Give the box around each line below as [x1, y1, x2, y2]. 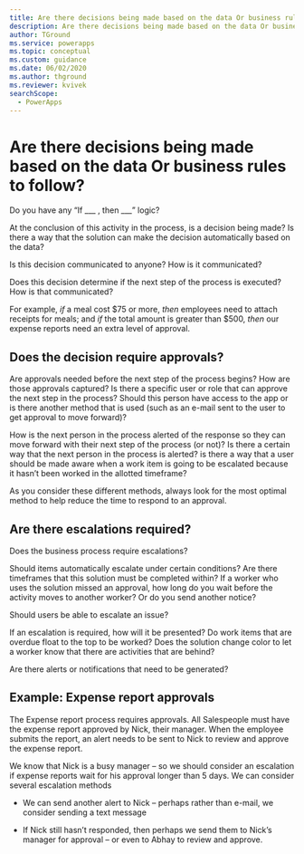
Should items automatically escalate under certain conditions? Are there [9, 562, 278, 573]
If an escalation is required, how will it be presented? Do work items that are [9, 627, 292, 638]
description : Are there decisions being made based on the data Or [9, 22, 270, 31]
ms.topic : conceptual [9, 47, 91, 56]
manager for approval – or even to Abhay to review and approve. [22, 834, 263, 845]
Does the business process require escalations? [9, 545, 188, 556]
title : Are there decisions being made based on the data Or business [9, 13, 281, 23]
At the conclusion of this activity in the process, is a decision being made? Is [9, 223, 294, 234]
